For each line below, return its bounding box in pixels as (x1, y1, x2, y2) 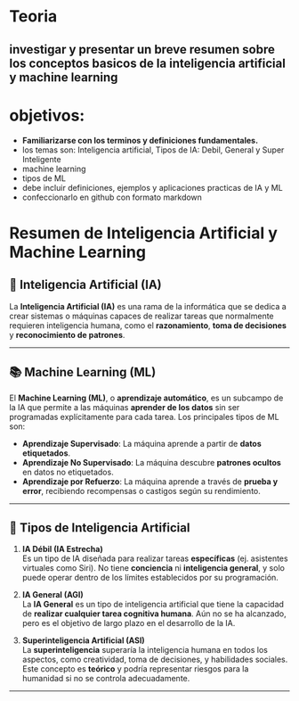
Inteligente (21, 153, 61, 164)
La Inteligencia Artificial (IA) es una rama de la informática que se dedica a (9, 301, 287, 311)
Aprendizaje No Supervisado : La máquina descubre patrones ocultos (21, 458, 282, 468)
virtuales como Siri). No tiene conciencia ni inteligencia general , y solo (21, 563, 285, 573)
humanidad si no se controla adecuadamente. (21, 673, 190, 684)
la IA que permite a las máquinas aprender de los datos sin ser (9, 402, 240, 413)
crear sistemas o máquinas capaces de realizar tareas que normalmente (9, 310, 274, 321)
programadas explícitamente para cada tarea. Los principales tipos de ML (9, 412, 279, 423)
